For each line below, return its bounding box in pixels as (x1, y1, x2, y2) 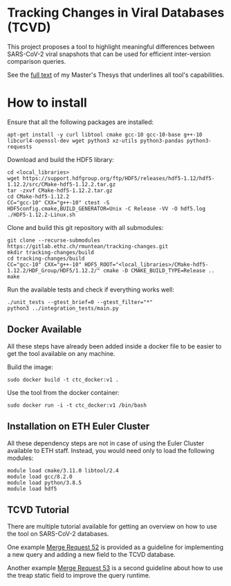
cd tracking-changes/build (7, 255, 85, 262)
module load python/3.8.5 (7, 479, 82, 486)
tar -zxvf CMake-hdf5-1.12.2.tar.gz (7, 187, 113, 194)
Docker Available (7, 323, 82, 335)
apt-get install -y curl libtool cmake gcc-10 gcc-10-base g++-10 (7, 131, 203, 138)
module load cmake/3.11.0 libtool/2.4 (7, 467, 119, 474)
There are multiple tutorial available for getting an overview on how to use (7, 522, 217, 531)
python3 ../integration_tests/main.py (7, 305, 119, 312)
